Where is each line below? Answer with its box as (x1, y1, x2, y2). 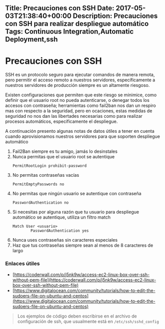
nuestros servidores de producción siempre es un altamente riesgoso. (5, 82, 150, 88)
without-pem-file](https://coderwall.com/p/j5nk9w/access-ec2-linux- (12, 277, 156, 283)
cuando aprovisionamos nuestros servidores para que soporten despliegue (5, 133, 160, 139)
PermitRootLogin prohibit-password (12, 163, 87, 169)
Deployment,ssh (5, 35, 58, 44)
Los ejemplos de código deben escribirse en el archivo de (17, 313, 137, 319)
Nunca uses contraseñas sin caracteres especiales (12, 237, 118, 243)
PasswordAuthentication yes (30, 228, 89, 234)
